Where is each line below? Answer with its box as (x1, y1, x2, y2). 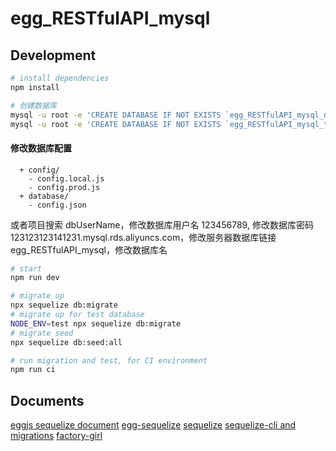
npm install (10, 82, 60, 92)
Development (10, 47, 97, 64)
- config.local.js (28, 173, 105, 184)
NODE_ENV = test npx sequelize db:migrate (10, 318, 182, 329)
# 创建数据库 (10, 100, 57, 111)
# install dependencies (10, 73, 110, 83)
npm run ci (10, 365, 56, 375)
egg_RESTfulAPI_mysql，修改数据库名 (10, 243, 168, 256)
